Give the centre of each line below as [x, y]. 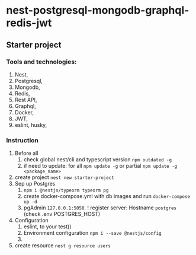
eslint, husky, [31, 125]
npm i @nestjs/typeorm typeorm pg [66, 190]
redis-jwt [29, 23]
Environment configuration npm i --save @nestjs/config [92, 233]
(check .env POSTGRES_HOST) [62, 214]
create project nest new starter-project [64, 177]
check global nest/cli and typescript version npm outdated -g [98, 160]
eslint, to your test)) [47, 227]
